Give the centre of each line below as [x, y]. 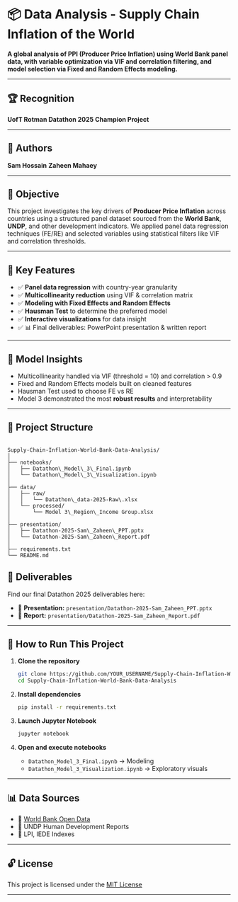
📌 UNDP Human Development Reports [73, 826]
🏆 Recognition [41, 99]
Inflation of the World [71, 34]
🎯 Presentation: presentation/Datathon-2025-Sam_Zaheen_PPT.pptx [115, 607]
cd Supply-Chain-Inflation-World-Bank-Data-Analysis [97, 681]
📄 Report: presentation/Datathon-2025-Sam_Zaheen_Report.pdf [109, 615]
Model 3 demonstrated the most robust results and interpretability [115, 399]
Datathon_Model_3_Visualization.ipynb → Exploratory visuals [118, 768]
